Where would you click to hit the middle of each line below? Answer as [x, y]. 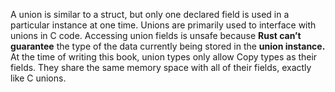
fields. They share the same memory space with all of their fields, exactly [161, 67]
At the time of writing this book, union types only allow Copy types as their [164, 57]
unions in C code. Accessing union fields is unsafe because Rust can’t [156, 35]
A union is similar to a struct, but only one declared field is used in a [150, 14]
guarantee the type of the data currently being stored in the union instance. [168, 46]
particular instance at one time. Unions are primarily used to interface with [163, 25]
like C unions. [38, 78]
